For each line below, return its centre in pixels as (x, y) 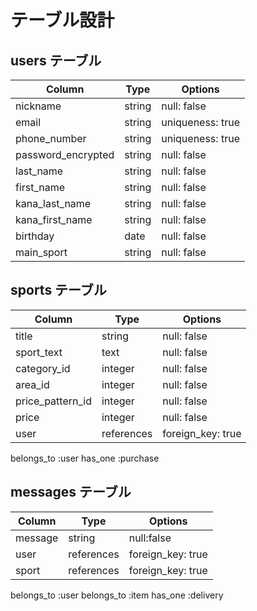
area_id (32, 384)
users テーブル (56, 60)
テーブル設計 (62, 20)
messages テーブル (71, 492)
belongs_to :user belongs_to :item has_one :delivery (117, 595)
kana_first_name (54, 219)
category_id (43, 368)
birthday (35, 236)
